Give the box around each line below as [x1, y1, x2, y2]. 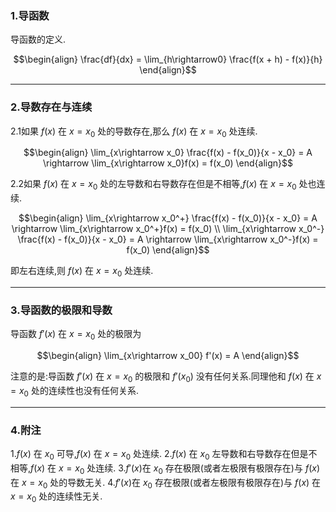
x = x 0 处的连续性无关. [10, 490, 103, 505]
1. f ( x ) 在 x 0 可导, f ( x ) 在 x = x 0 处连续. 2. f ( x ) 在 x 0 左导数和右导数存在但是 [10, 447, 309, 462]
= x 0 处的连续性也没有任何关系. [10, 384, 139, 399]
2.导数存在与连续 [10, 100, 93, 114]
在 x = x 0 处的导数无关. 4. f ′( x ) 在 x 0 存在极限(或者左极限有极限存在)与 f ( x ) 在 [10, 476, 322, 491]
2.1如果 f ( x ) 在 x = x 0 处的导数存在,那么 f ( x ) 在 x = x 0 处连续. [10, 125, 258, 139]
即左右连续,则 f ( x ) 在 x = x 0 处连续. [10, 265, 154, 279]
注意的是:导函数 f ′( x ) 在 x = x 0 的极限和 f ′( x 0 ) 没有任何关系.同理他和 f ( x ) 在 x [10, 370, 322, 384]
